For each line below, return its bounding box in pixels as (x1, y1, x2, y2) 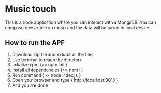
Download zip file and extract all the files (12, 51, 94, 57)
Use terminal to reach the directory (12, 57, 82, 62)
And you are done (12, 82, 48, 88)
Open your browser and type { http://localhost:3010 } (12, 77, 118, 83)
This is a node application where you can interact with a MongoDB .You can (5, 19, 156, 25)
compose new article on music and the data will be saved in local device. (5, 24, 151, 30)
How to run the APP (5, 39, 65, 47)
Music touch (5, 3, 57, 15)
